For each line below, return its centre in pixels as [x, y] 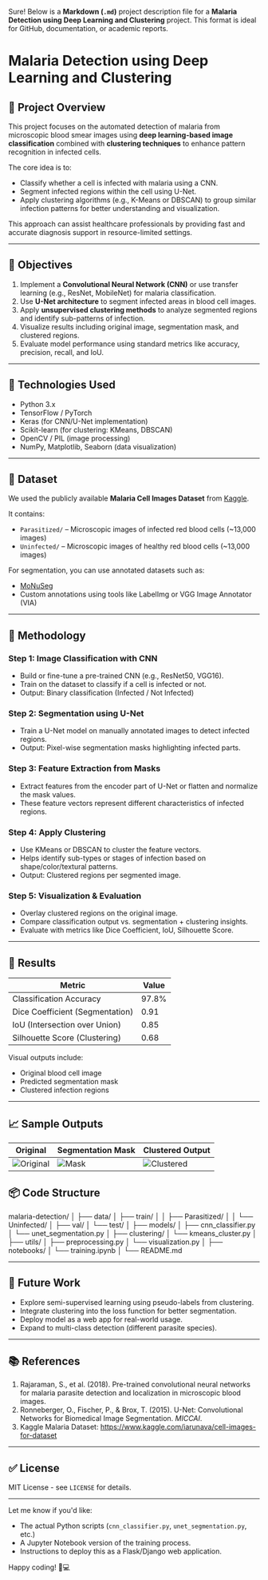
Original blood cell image [61, 1073]
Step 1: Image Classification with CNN [83, 658]
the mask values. [47, 794]
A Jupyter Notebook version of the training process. [105, 1543]
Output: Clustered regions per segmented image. [100, 876]
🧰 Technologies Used [62, 385]
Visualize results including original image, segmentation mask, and [129, 326]
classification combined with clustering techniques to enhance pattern [127, 144]
